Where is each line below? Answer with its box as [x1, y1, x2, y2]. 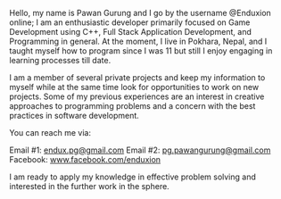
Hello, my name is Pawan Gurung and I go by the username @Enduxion [9, 8, 272, 18]
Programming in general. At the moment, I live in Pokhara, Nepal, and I [9, 36, 268, 46]
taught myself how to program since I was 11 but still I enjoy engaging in [9, 46, 273, 56]
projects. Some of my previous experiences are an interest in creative [9, 91, 265, 102]
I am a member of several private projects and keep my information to [9, 72, 266, 83]
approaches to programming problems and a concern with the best [9, 101, 256, 111]
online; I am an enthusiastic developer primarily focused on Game [9, 17, 251, 28]
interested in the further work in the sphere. [9, 181, 169, 191]
